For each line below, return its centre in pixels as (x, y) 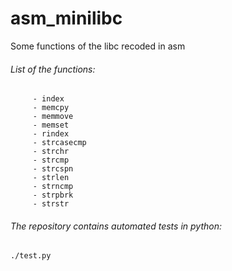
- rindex (51, 134)
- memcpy (51, 108)
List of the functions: (53, 69)
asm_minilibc (66, 18)
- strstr (51, 204)
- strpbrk (53, 195)
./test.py (31, 256)
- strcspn (53, 169)
